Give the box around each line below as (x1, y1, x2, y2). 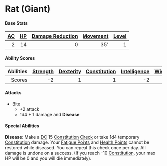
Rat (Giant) (5, 3, 51, 15)
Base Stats (5, 20, 28, 26)
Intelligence (121, 68, 150, 75)
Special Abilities (5, 123, 40, 129)
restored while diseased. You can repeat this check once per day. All (5, 145, 146, 150)
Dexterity (58, 68, 81, 75)
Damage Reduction (31, 33, 78, 40)
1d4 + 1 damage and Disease (19, 111, 80, 117)
